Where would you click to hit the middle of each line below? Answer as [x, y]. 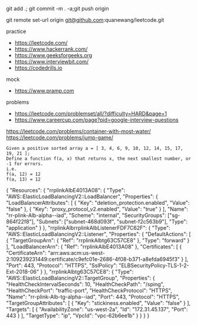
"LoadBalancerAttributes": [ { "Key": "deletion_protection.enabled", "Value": [98, 203]
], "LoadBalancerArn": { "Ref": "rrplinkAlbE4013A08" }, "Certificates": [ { [94, 247]
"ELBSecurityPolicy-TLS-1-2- [154, 265]
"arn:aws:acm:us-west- [76, 253]
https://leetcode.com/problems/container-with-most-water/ [79, 131]
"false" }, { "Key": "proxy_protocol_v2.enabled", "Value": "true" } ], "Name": [97, 209]
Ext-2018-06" [23, 272]
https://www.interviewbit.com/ [52, 62]
